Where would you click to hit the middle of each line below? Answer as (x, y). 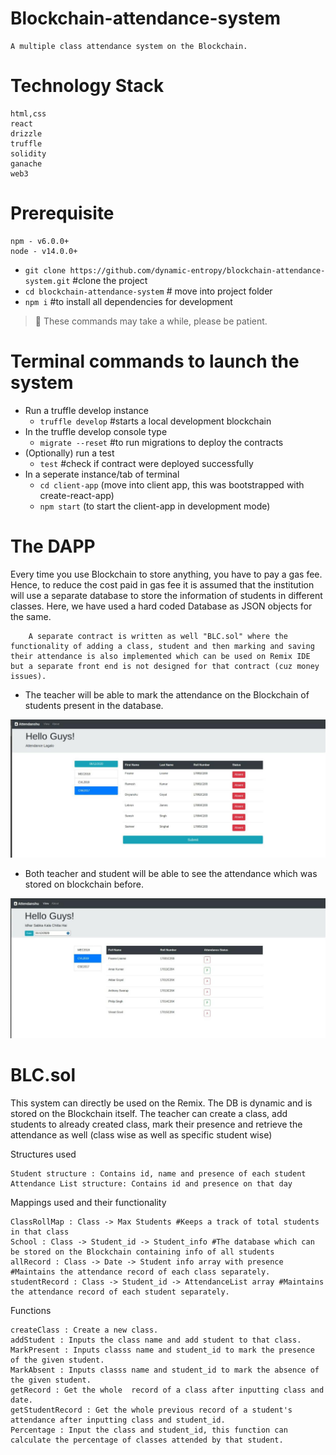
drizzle (26, 133)
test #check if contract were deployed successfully (146, 463)
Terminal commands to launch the (155, 361)
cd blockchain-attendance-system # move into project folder (148, 291)
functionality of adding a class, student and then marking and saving (162, 646)
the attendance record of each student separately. (120, 1292)
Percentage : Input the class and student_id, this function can (149, 1430)
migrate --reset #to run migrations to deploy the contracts (161, 442)
